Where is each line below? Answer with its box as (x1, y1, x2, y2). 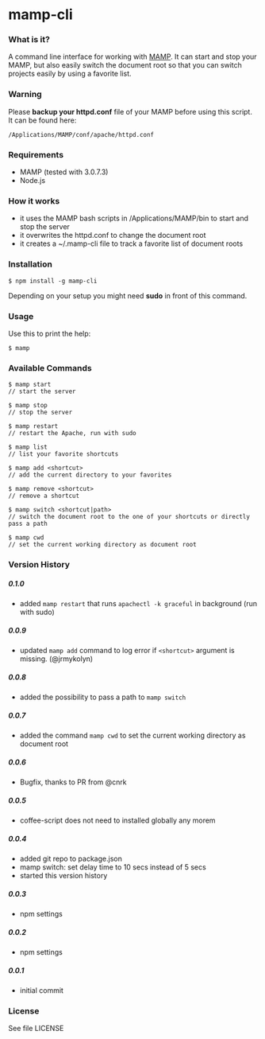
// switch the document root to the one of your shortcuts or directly (8, 513, 250, 521)
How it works (8, 196, 60, 206)
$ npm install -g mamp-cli (8, 277, 98, 285)
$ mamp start (8, 380, 52, 389)
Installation (8, 259, 53, 270)
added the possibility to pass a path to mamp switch (19, 692, 186, 702)
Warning (8, 89, 42, 100)
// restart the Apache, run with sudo (8, 430, 136, 438)
